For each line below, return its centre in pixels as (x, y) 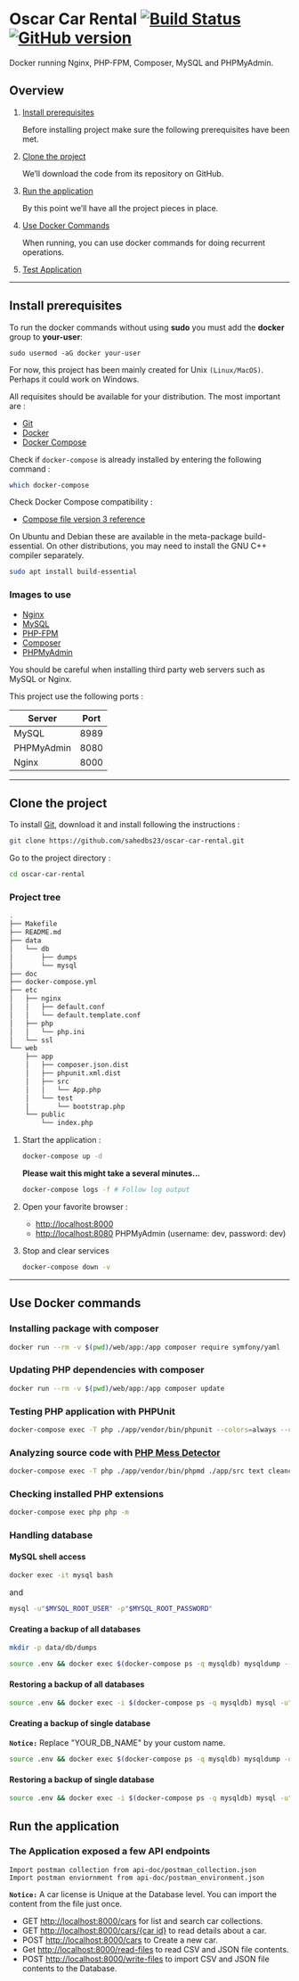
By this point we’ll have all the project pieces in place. (120, 208)
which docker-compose (49, 485)
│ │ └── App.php (63, 1089)
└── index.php (67, 1123)
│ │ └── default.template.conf (75, 1015)
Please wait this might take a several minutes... (111, 1173)
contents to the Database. (69, 1968)
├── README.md (36, 933)
